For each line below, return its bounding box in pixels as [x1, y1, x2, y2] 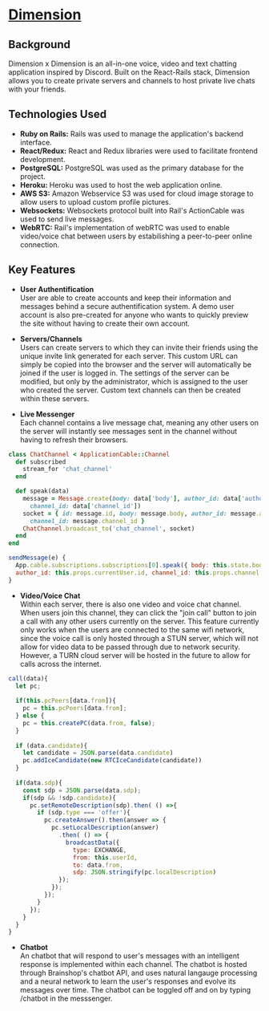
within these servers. [19, 393, 90, 403]
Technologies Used [8, 108, 106, 121]
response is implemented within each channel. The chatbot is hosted [19, 960, 247, 969]
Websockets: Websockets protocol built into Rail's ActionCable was [19, 205, 245, 215]
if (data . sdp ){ [15, 778, 62, 787]
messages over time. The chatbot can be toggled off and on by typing [19, 985, 251, 995]
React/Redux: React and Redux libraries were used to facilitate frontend [19, 146, 259, 156]
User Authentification [19, 284, 94, 294]
